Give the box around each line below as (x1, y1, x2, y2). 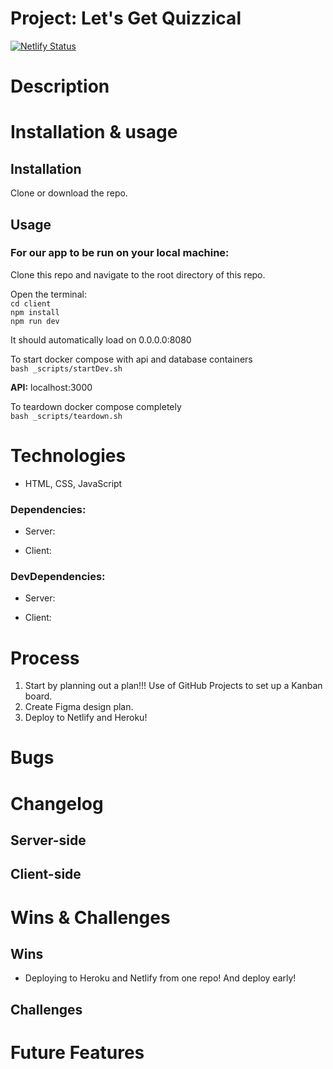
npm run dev (10, 316, 60, 326)
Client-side (10, 866, 82, 883)
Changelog (10, 792, 104, 815)
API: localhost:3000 (10, 381, 93, 393)
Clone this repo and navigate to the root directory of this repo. (10, 268, 266, 281)
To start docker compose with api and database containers (10, 353, 253, 365)
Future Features (10, 1042, 145, 1064)
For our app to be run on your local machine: (10, 246, 230, 260)
